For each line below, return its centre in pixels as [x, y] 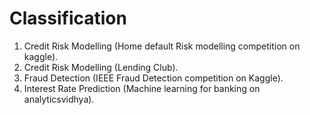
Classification [68, 18]
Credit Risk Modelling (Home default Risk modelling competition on [162, 46]
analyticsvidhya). [59, 99]
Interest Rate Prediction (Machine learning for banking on [142, 88]
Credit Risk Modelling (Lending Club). [101, 67]
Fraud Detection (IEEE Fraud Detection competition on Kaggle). [153, 78]
